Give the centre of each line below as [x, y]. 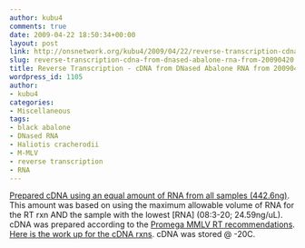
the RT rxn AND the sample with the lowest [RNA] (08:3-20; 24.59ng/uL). [146, 215]
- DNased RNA [34, 136]
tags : [20, 119]
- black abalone [40, 128]
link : [20, 52]
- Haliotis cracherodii [54, 144]
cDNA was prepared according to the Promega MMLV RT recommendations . [152, 224]
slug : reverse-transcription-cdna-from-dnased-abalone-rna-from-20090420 [152, 60]
